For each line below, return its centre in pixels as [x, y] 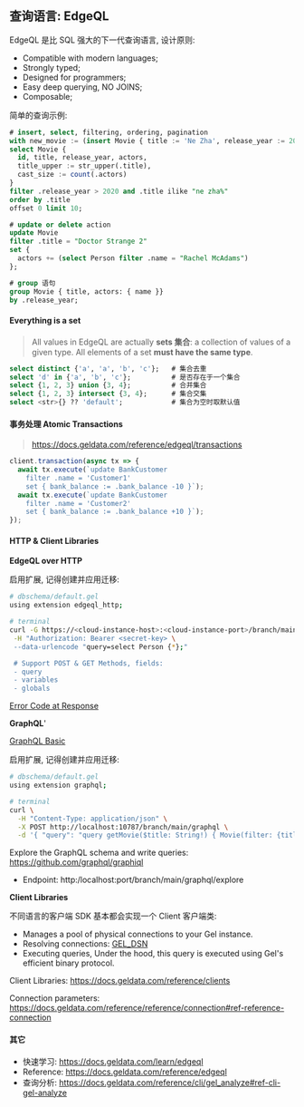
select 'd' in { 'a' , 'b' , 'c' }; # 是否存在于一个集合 [125, 377]
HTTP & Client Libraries [54, 540]
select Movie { [38, 149]
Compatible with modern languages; [90, 58]
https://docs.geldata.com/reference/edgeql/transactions [137, 445]
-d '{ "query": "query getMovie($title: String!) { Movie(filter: [145, 835]
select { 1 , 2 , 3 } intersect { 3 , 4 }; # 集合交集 [108, 394]
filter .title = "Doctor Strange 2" [78, 242]
